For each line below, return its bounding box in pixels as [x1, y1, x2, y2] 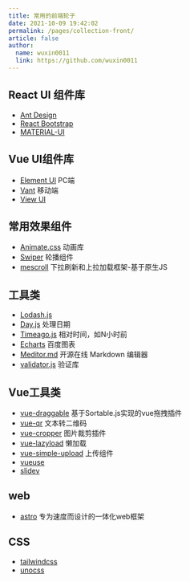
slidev [19, 466, 40, 475]
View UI [19, 194, 46, 204]
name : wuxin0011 [15, 49, 70, 57]
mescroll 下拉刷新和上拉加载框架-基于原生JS [19, 263, 168, 272]
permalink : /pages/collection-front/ [8, 26, 135, 35]
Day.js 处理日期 [19, 319, 71, 329]
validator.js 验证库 [19, 360, 79, 369]
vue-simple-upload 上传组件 [19, 448, 114, 458]
